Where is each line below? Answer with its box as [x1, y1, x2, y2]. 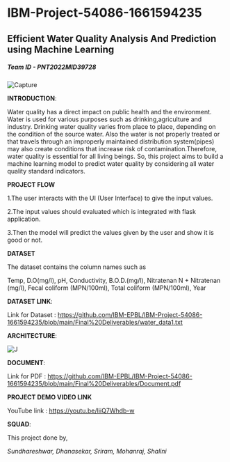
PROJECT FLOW [7, 180, 56, 189]
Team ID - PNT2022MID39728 [7, 63, 97, 71]
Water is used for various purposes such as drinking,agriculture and [7, 115, 202, 123]
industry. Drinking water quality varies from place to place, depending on [7, 122, 217, 130]
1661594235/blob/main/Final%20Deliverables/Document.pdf [7, 379, 181, 387]
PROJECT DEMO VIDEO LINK [7, 392, 92, 401]
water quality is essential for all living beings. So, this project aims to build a [7, 152, 224, 160]
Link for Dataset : [7, 310, 57, 318]
